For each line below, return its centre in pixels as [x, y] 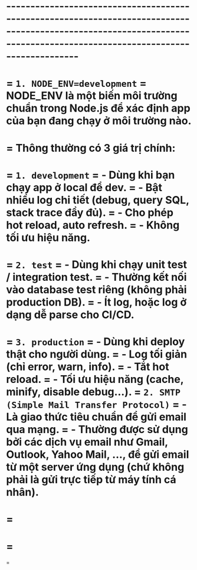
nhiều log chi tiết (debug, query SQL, [98, 200]
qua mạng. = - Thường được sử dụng [97, 430]
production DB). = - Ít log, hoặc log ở [96, 302]
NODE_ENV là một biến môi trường [92, 96]
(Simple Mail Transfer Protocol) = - [96, 404]
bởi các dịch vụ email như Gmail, [87, 442]
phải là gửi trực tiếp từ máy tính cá [91, 480]
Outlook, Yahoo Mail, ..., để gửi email [98, 455]
